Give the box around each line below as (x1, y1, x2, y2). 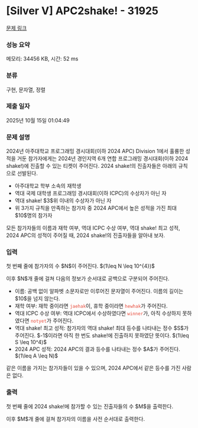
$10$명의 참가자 (14, 212, 53, 219)
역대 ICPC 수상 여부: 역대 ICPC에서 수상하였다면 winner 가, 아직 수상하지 (14, 310, 181, 317)
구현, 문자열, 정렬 (6, 86, 46, 93)
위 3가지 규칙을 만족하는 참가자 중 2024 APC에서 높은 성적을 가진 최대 (14, 205, 177, 212)
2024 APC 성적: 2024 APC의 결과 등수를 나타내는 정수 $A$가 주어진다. (14, 346, 180, 353)
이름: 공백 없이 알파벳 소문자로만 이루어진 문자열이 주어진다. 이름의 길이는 (14, 288, 184, 295)
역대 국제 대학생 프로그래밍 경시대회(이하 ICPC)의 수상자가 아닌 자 (14, 190, 167, 197)
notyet (30, 318, 47, 325)
